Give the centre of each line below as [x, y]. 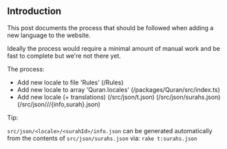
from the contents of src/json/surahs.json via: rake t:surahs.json [102, 138]
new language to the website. [49, 35]
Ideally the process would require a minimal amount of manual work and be [113, 48]
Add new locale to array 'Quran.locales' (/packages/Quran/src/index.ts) [118, 89]
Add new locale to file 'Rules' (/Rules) [70, 82]
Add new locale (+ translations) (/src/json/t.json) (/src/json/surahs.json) [119, 97]
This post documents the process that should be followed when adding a [110, 27]
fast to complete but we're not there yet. [64, 56]
